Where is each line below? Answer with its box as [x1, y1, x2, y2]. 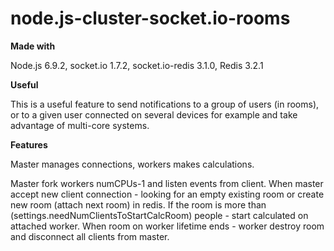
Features [10, 138, 48, 151]
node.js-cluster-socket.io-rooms [10, 7, 291, 30]
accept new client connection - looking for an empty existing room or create [10, 188, 325, 200]
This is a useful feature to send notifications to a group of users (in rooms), [10, 98, 320, 110]
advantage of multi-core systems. [10, 119, 150, 131]
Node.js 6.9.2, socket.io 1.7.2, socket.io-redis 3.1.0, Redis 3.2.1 [10, 59, 264, 71]
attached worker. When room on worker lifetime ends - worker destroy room [10, 220, 325, 232]
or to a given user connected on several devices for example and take [10, 108, 298, 121]
